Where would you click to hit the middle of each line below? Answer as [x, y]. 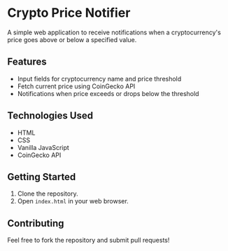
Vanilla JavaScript [43, 147]
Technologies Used [50, 116]
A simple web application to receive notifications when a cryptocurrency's [114, 32]
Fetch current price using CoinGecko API [76, 86]
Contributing [36, 223]
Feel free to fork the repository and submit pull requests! [88, 240]
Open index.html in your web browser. [73, 201]
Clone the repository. [48, 194]
